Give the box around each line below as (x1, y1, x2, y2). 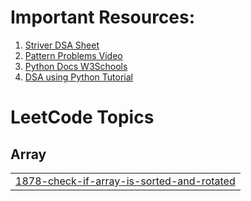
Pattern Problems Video (24, 49, 123, 61)
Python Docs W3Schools (24, 60, 128, 72)
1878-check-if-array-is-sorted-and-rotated (15, 174, 236, 188)
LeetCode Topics (10, 106, 155, 129)
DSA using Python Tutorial (24, 71, 133, 83)
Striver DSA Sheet (24, 39, 100, 51)
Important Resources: (10, 6, 196, 29)
